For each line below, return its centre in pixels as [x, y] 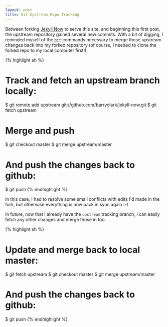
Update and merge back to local [73, 250]
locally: [21, 91]
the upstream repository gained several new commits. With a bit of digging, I [84, 34]
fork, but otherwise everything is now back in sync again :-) [67, 205]
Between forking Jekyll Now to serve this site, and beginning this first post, [83, 29]
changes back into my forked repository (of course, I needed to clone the [81, 45]
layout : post [19, 10]
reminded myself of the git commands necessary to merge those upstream [83, 39]
